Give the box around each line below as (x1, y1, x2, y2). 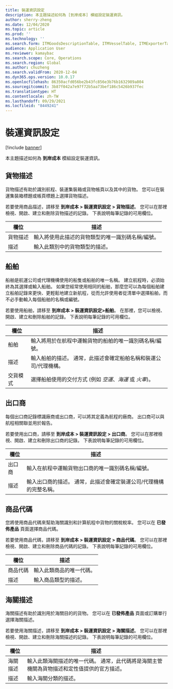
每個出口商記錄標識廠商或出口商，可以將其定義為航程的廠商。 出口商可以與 (5, 413, 165, 420)
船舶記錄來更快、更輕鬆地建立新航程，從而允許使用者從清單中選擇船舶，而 (9, 289, 168, 296)
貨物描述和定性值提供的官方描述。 (42, 665, 125, 673)
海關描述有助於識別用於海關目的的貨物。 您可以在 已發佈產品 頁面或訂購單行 (5, 610, 167, 616)
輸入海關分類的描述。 (27, 675, 79, 682)
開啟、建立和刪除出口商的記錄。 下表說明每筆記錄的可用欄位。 (14, 437, 147, 443)
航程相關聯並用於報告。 (5, 420, 55, 426)
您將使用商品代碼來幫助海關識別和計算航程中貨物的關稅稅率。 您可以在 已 (5, 520, 161, 526)
